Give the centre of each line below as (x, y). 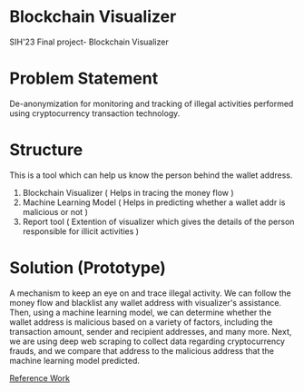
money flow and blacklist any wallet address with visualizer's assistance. (146, 302)
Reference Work (40, 377)
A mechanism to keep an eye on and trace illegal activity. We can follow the (151, 293)
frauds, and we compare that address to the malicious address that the (142, 350)
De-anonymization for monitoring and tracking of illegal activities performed (152, 103)
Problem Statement (84, 78)
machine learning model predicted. (75, 360)
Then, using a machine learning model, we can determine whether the (141, 312)
